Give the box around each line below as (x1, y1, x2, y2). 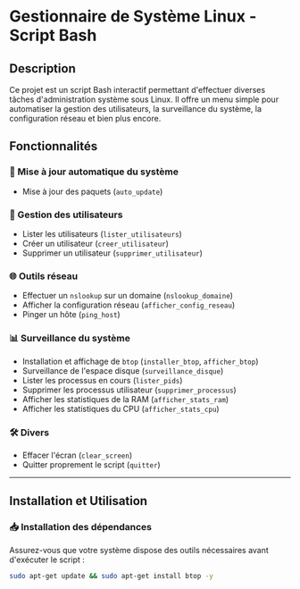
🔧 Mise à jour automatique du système (9, 165, 179, 178)
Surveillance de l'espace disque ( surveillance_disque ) (21, 365, 224, 376)
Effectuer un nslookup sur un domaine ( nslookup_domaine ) (21, 290, 234, 301)
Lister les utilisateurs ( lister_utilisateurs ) (21, 228, 183, 239)
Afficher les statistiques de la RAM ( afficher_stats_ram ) (21, 393, 229, 404)
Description (9, 61, 76, 76)
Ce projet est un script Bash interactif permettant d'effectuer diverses (9, 85, 266, 95)
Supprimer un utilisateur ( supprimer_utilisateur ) (21, 248, 204, 258)
